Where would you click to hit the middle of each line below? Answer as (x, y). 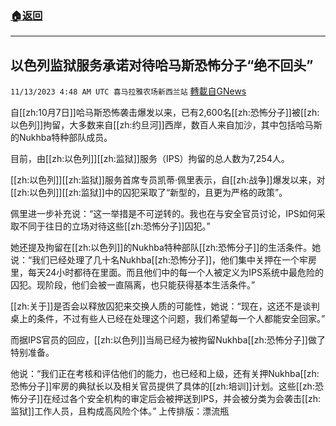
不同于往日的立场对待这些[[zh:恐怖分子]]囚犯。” (114, 226)
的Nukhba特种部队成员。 (61, 138)
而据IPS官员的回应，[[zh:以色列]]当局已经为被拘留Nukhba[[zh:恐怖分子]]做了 (168, 340)
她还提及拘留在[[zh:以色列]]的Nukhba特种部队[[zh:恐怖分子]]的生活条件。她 (166, 248)
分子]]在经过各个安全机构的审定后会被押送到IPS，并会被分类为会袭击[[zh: (170, 399)
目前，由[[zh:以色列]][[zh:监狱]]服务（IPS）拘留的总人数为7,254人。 (150, 159)
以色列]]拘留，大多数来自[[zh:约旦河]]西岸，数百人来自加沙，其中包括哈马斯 (166, 125)
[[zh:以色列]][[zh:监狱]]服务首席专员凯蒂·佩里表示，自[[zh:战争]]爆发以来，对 (168, 180)
